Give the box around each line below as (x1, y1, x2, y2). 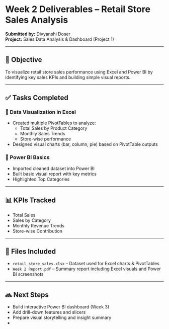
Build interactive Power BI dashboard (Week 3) (12, 304, 110, 310)
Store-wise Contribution (12, 228, 63, 234)
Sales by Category (12, 217, 51, 223)
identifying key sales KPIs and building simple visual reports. (5, 74, 131, 80)
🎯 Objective (5, 55, 42, 64)
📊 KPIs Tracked (5, 196, 56, 205)
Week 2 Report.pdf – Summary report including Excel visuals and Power (12, 266, 161, 272)
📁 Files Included (5, 247, 56, 256)
